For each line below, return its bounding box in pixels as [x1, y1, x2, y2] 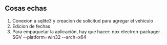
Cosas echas [5, 4, 47, 13]
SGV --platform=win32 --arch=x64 [12, 34, 87, 40]
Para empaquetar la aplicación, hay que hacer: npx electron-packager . [12, 28, 163, 35]
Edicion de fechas [12, 23, 51, 29]
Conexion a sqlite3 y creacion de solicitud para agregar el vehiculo [12, 17, 153, 24]
